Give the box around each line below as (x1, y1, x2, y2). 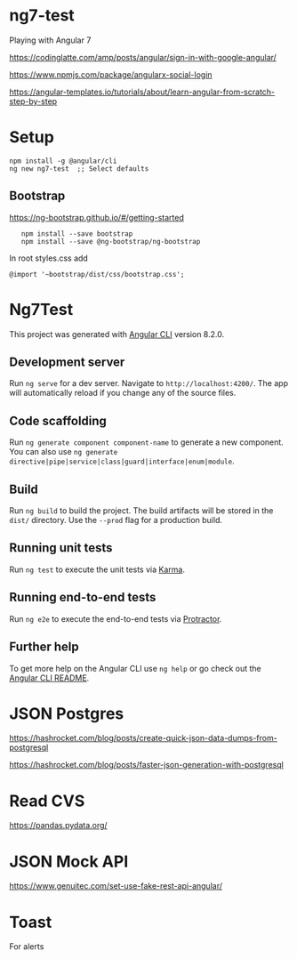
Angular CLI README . (9, 673, 90, 683)
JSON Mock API (9, 851, 129, 872)
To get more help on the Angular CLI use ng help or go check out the (9, 663, 261, 673)
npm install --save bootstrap (20, 229, 133, 238)
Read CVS (9, 791, 85, 810)
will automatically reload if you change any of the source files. (9, 388, 237, 399)
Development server (9, 355, 125, 370)
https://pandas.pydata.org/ (9, 820, 108, 831)
